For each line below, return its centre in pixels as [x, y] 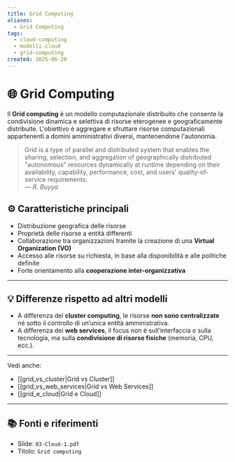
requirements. [68, 179]
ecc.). [26, 345]
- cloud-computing [41, 40]
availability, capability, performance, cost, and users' [100, 171]
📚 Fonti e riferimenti [53, 423]
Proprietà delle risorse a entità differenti [74, 233]
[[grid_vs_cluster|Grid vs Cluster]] [66, 379]
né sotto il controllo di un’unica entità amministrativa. [93, 323]
